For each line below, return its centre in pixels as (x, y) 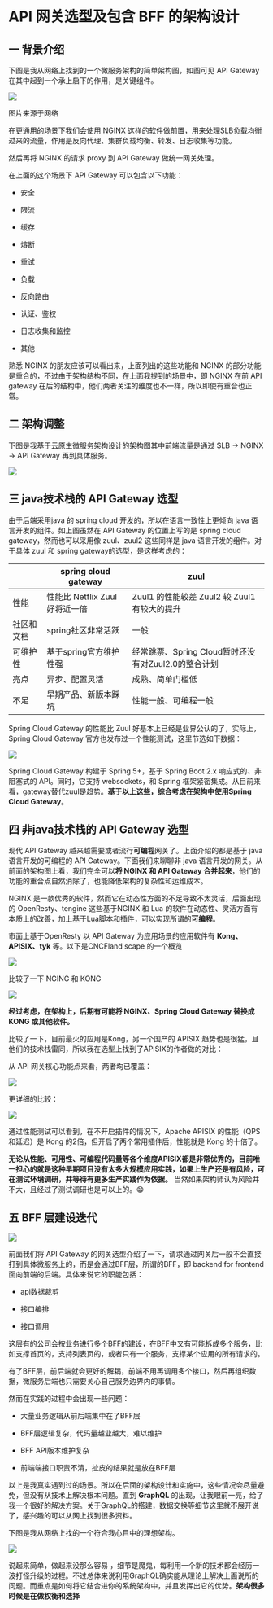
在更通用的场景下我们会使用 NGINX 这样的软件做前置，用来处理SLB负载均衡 (135, 130)
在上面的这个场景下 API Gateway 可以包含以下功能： (96, 175)
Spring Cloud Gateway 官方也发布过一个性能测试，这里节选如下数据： (125, 738)
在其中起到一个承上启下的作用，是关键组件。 (83, 81)
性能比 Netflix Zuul (82, 597)
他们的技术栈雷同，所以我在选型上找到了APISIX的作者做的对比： (116, 1049)
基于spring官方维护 (83, 651)
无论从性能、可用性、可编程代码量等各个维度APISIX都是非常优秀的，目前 (131, 1159)
